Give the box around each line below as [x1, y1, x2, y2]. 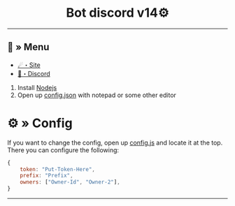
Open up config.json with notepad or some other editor [17, 91, 177, 99]
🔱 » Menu [7, 41, 50, 53]
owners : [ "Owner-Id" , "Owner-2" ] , [20, 179, 120, 186]
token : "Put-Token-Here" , [20, 165, 96, 172]
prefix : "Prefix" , [20, 172, 73, 179]
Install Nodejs [17, 83, 57, 91]
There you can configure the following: [7, 145, 120, 154]
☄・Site [17, 61, 41, 69]
